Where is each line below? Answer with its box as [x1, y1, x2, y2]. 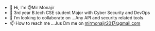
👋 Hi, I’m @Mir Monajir [9, 5, 54, 10]
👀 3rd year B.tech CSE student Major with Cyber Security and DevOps [9, 10, 150, 15]
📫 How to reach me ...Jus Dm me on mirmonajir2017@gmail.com [9, 20, 140, 26]
